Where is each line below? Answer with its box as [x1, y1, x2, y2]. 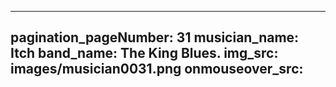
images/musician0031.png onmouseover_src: [10, 61, 304, 78]
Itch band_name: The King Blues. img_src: [10, 45, 279, 62]
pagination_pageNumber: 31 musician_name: [10, 29, 300, 46]
